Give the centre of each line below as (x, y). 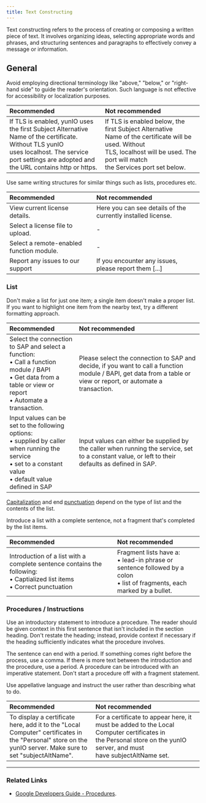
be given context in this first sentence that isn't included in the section (95, 629)
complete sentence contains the (56, 563)
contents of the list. (31, 508)
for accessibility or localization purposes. (58, 96)
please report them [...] (129, 268)
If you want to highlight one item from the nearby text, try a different (92, 306)
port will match (127, 160)
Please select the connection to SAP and (137, 358)
